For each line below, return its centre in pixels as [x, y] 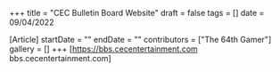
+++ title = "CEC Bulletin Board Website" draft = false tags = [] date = [137, 13]
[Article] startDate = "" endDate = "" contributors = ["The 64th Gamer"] [140, 40]
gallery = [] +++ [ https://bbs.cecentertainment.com [103, 49]
